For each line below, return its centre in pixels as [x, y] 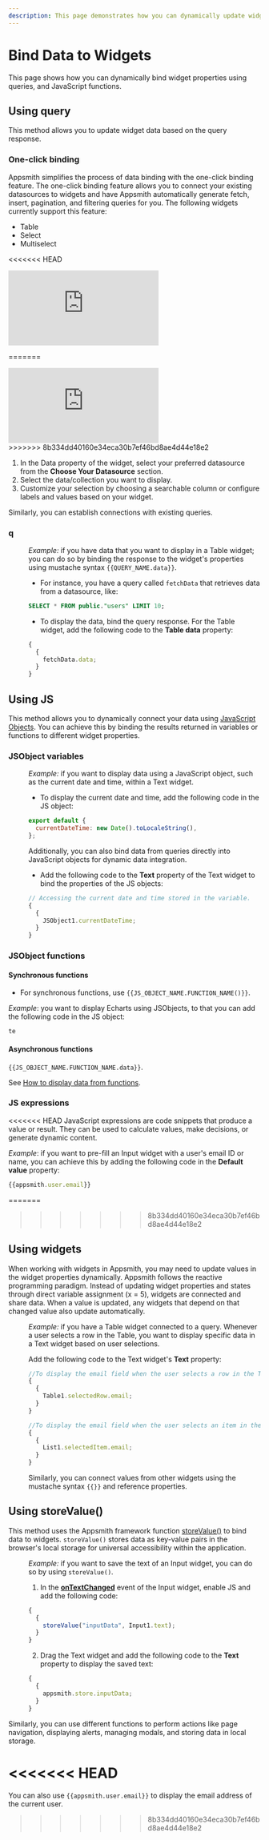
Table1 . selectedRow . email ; [88, 1396]
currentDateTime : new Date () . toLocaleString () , [116, 828]
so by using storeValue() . [71, 1571]
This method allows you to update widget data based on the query [118, 130]
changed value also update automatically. [77, 1311]
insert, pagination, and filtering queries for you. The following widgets [123, 202]
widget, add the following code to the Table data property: [137, 630]
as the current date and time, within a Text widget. [111, 782]
